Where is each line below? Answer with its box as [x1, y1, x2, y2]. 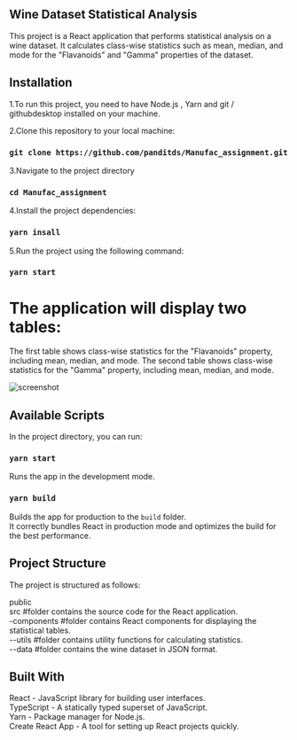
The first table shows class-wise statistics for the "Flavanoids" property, [9, 346, 273, 357]
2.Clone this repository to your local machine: [9, 125, 176, 136]
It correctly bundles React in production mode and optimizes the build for [9, 520, 277, 531]
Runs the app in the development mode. [9, 471, 155, 482]
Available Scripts [9, 408, 105, 423]
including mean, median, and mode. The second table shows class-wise [9, 355, 273, 366]
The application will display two [9, 298, 247, 318]
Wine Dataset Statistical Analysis [9, 7, 198, 22]
